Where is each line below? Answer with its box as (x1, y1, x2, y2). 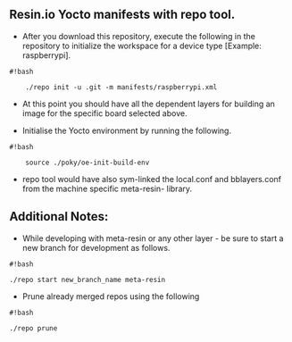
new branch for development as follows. (21, 242, 171, 253)
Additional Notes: (9, 209, 109, 224)
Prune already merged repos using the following (21, 290, 200, 302)
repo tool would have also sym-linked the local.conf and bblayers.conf (21, 173, 281, 184)
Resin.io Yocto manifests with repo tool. (9, 7, 236, 22)
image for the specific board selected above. (21, 107, 188, 119)
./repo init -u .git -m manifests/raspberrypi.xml (25, 82, 218, 92)
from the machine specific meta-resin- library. (21, 183, 193, 194)
